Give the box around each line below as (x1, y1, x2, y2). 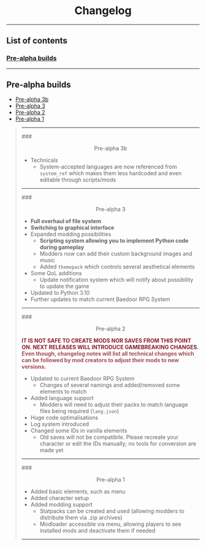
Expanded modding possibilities (30, 230, 112, 238)
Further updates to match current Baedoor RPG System (30, 295, 170, 303)
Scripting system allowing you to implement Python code (39, 237, 189, 245)
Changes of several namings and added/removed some (39, 381, 180, 389)
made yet (39, 447, 64, 454)
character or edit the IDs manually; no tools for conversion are (39, 440, 197, 447)
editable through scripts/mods (39, 176, 116, 184)
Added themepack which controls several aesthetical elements (39, 263, 195, 270)
